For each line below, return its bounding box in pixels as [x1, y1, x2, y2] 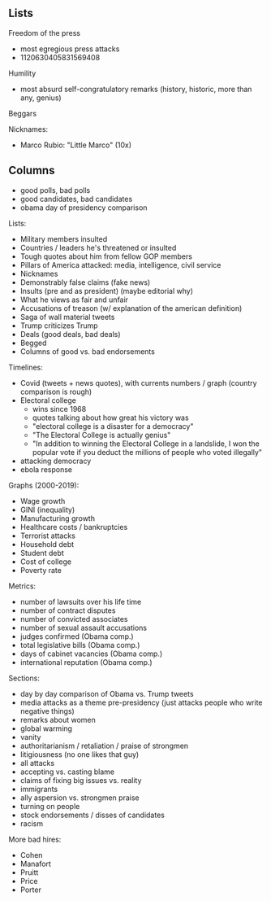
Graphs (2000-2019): [8, 480, 80, 490]
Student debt [19, 548, 65, 558]
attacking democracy [19, 456, 92, 466]
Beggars [8, 108, 37, 118]
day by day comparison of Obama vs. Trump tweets [19, 689, 194, 698]
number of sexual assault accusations [19, 623, 148, 632]
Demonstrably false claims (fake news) [19, 277, 151, 287]
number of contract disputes [19, 606, 116, 615]
